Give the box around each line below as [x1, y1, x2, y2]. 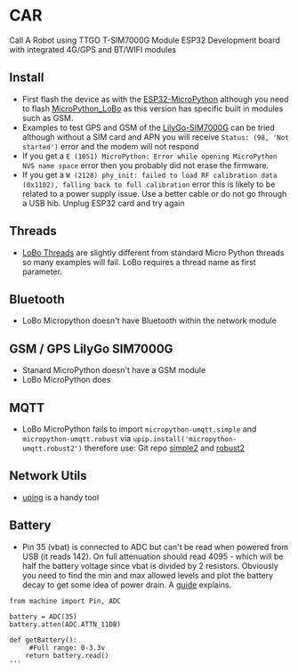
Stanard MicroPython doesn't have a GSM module [21, 365, 206, 376]
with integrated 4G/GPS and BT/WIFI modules [9, 44, 176, 54]
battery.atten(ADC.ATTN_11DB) [9, 619, 122, 628]
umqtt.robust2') [21, 444, 83, 453]
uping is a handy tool [21, 491, 100, 503]
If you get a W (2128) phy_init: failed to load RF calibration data [21, 169, 278, 180]
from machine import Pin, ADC [9, 596, 122, 605]
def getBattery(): [9, 636, 77, 644]
